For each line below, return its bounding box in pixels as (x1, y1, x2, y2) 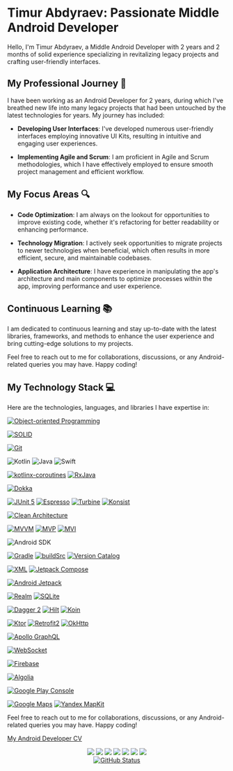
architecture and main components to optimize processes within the (17, 274, 213, 283)
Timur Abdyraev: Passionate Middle (7, 5, 220, 21)
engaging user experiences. (17, 139, 98, 148)
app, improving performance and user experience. (17, 282, 162, 290)
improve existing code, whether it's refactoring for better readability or (17, 218, 220, 226)
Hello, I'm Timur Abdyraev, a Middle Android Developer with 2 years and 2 (7, 42, 220, 51)
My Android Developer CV (7, 734, 82, 742)
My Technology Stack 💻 (7, 381, 115, 393)
